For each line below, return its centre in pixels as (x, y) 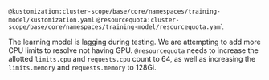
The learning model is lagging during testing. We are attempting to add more (134, 42)
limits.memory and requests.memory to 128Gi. (82, 67)
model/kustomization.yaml (51, 20)
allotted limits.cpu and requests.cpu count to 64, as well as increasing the (132, 59)
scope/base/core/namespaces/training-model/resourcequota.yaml (116, 27)
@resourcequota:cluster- (138, 20)
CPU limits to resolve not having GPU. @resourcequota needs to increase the (133, 50)
